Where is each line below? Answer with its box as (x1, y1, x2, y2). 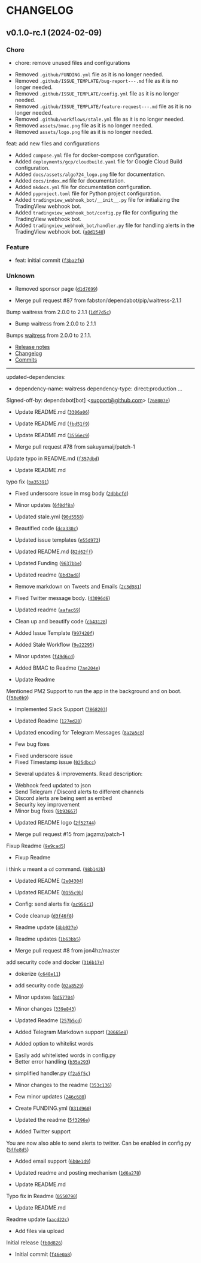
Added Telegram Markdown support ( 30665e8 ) (14, 1028, 129, 1036)
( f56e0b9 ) (6, 694, 29, 701)
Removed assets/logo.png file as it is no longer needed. (14, 128, 153, 135)
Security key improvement (14, 801, 80, 808)
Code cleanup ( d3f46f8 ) (14, 912, 74, 919)
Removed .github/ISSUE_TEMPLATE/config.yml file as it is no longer (14, 89, 179, 97)
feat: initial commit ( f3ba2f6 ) (14, 256, 85, 264)
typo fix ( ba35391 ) (6, 478, 50, 485)
